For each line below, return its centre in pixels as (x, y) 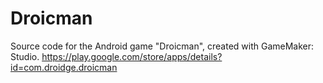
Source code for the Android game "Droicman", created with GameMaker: (162, 46)
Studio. (25, 56)
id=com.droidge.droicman (64, 67)
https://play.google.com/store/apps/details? (132, 56)
